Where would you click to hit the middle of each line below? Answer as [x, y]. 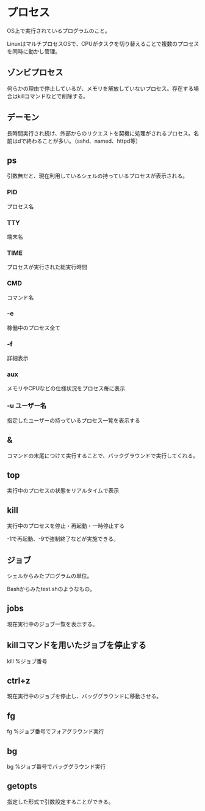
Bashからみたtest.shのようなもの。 [51, 589]
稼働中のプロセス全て [34, 328]
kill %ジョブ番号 [27, 661]
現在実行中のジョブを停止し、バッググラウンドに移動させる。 [85, 696]
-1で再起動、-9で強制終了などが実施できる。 [63, 539]
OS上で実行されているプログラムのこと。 [59, 31]
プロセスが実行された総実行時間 [47, 267]
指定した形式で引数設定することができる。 [60, 802]
